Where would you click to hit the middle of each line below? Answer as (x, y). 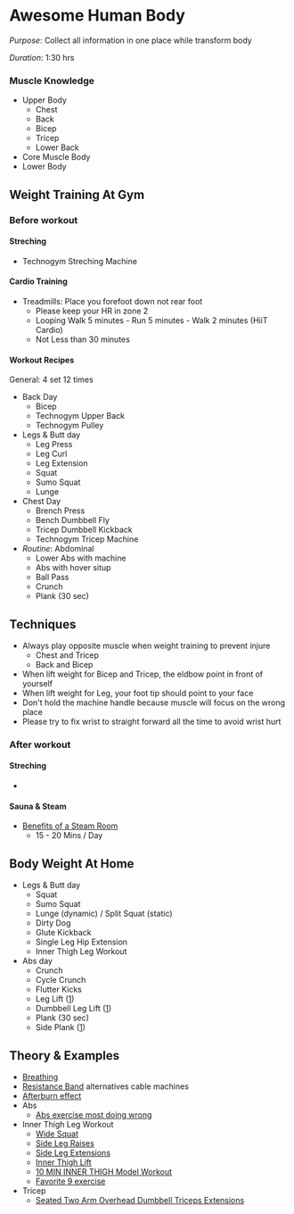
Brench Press (60, 511)
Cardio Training (39, 281)
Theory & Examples (65, 1056)
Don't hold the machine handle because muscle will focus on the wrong (154, 703)
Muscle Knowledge (52, 80)
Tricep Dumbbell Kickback (84, 530)
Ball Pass (52, 578)
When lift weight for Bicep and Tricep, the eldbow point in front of (143, 674)
